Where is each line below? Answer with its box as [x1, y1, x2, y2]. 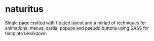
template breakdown [5, 30, 47, 36]
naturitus [5, 3, 43, 15]
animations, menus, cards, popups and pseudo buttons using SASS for [5, 25, 149, 31]
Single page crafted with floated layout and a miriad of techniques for [5, 20, 147, 26]
